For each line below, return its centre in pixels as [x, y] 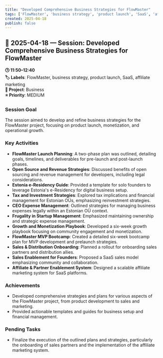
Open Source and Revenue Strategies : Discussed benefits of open [79, 169]
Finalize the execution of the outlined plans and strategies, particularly [82, 340]
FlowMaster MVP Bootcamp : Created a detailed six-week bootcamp [81, 236]
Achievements [23, 285]
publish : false [20, 23]
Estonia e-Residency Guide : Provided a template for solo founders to [81, 185]
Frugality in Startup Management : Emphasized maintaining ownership [83, 216]
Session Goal [21, 109]
